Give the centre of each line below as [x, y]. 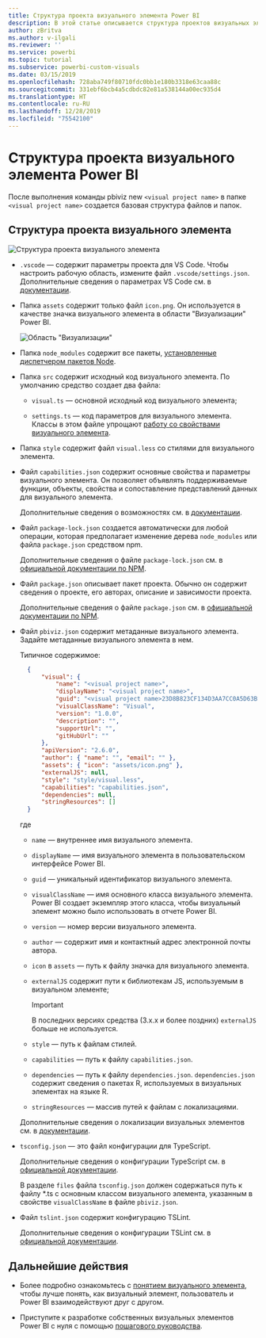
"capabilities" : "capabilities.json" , [105, 787]
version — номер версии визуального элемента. [114, 927]
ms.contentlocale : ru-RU [49, 104]
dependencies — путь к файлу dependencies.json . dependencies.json [143, 1075]
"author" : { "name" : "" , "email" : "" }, [108, 758]
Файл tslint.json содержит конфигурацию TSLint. [105, 1218]
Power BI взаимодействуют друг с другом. [92, 1302]
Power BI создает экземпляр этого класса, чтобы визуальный [136, 903]
